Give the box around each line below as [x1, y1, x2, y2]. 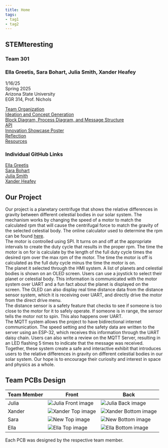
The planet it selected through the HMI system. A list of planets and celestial [5, 265, 163, 271]
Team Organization [5, 106, 45, 112]
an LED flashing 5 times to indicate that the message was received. [5, 340, 144, 346]
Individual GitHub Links [5, 151, 63, 158]
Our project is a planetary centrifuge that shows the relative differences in [5, 206, 158, 212]
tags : [5, 12, 17, 17]
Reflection [5, 133, 27, 139]
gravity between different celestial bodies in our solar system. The [5, 211, 142, 217]
